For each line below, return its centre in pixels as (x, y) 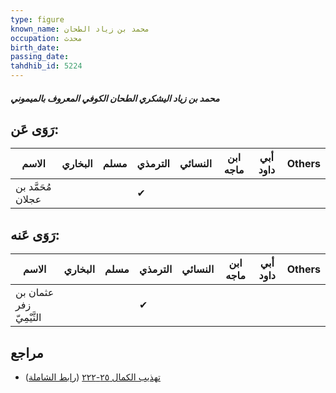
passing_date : (40, 57)
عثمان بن (35, 293)
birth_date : (35, 47)
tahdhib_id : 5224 (46, 66)
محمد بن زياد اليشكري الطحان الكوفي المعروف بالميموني (115, 98)
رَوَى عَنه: (35, 234)
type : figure (37, 19)
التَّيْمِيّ (28, 318)
